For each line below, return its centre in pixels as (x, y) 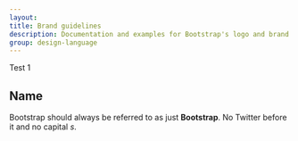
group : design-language (54, 42)
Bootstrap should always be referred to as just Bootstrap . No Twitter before (148, 118)
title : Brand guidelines (55, 26)
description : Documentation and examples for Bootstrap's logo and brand (149, 34)
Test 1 (20, 68)
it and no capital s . (43, 127)
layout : (24, 17)
